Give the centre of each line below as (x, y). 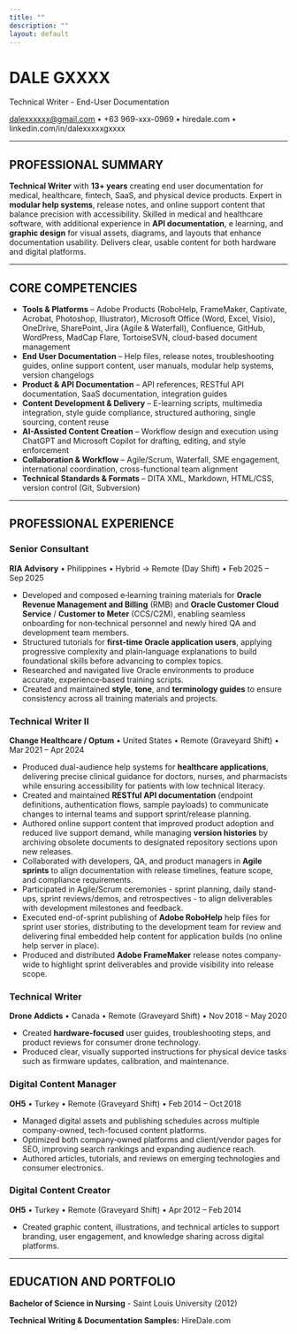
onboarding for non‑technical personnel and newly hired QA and (139, 623)
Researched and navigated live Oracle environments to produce (138, 670)
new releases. (47, 851)
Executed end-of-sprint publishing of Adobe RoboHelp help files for (146, 917)
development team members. (76, 632)
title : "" (27, 17)
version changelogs (58, 375)
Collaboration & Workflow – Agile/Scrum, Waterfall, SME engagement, (151, 459)
